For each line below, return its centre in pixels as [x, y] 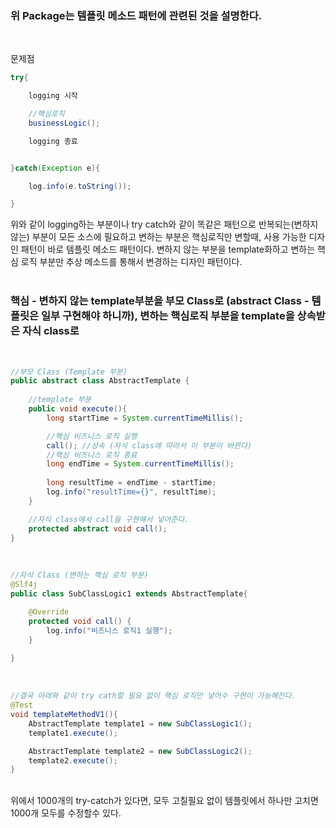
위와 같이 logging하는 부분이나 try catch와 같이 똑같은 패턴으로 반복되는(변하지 [164, 224]
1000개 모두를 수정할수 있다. [66, 813]
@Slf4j [24, 585]
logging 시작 [53, 96]
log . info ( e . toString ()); [80, 186]
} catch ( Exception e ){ [55, 168]
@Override [49, 612]
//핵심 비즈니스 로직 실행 [92, 436]
